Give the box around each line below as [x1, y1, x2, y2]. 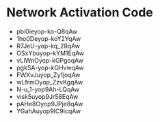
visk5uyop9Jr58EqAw [16, 92, 79, 100]
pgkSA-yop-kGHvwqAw [16, 63, 84, 72]
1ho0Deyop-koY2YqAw [16, 34, 81, 42]
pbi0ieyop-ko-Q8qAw [16, 27, 78, 35]
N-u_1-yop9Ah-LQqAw [16, 85, 80, 93]
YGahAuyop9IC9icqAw [16, 107, 81, 115]
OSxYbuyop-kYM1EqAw [16, 49, 85, 57]
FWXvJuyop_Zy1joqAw [16, 70, 81, 79]
